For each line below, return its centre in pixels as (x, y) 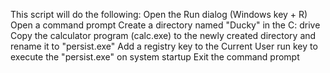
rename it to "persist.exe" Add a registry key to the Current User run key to (164, 46)
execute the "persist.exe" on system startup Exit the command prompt (155, 57)
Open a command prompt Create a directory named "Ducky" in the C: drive (165, 25)
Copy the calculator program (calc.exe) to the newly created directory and (163, 35)
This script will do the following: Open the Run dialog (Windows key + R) (159, 14)
